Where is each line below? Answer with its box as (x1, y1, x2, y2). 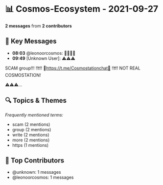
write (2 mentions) (12, 132, 50, 138)
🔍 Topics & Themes (5, 96, 67, 105)
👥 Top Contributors (5, 156, 65, 164)
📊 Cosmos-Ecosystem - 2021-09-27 (5, 3, 159, 15)
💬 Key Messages (5, 37, 57, 46)
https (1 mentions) (12, 142, 49, 148)
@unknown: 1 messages (12, 169, 61, 175)
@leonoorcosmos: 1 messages (12, 174, 74, 181)
